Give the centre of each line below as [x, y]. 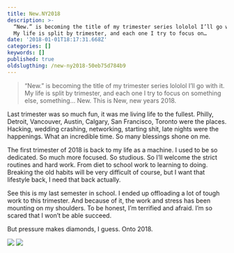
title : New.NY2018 [34, 14]
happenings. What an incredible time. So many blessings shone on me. [109, 136]
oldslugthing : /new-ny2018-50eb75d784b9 [67, 66]
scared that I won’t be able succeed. [60, 215]
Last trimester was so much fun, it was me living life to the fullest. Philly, [110, 114]
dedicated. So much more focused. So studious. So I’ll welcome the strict [112, 157]
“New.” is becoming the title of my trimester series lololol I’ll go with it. [124, 85]
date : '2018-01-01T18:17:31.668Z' [57, 40]
